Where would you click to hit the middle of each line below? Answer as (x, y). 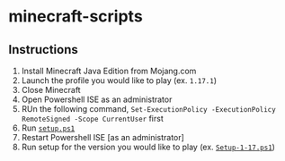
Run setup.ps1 (48, 128)
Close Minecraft (51, 90)
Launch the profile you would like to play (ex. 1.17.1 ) (119, 80)
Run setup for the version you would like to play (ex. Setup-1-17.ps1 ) (148, 147)
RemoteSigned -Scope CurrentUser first (92, 119)
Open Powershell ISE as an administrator (97, 99)
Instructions (43, 50)
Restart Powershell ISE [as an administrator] (103, 137)
